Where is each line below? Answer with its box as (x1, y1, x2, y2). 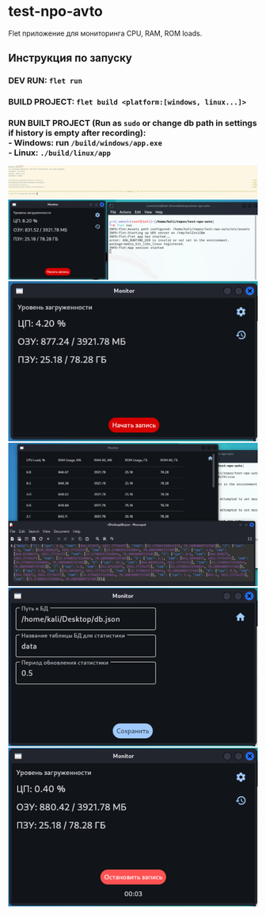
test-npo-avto (8, 2, 103, 21)
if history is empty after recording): (8, 127, 146, 138)
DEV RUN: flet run (8, 75, 83, 86)
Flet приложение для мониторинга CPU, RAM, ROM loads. (8, 28, 203, 38)
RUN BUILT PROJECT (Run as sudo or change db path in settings (8, 118, 257, 129)
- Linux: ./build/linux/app (8, 147, 111, 158)
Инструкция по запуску (8, 51, 132, 65)
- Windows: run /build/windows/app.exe (8, 138, 162, 149)
